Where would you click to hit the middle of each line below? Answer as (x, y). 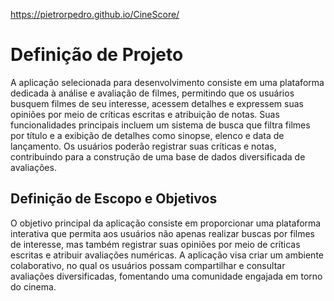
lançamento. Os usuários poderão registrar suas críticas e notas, (143, 146)
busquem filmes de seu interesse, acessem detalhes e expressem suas (157, 103)
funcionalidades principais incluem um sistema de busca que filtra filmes (160, 125)
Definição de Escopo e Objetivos (114, 199)
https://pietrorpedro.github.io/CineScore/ (95, 14)
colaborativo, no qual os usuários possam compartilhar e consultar (148, 265)
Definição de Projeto (97, 55)
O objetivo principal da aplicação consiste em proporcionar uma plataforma (166, 223)
